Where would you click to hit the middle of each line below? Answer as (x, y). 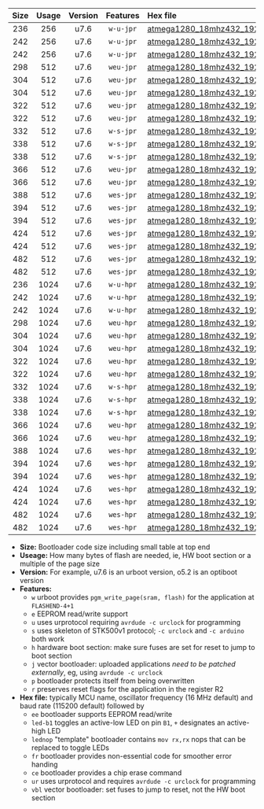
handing (44, 764)
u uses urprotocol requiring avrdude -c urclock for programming (136, 622)
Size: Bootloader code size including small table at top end (115, 547)
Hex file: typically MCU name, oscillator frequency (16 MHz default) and (136, 697)
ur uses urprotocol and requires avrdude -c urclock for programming (143, 781)
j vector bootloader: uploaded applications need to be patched (133, 664)
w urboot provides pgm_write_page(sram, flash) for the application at (143, 597)
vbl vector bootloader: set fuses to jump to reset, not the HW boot (138, 789)
